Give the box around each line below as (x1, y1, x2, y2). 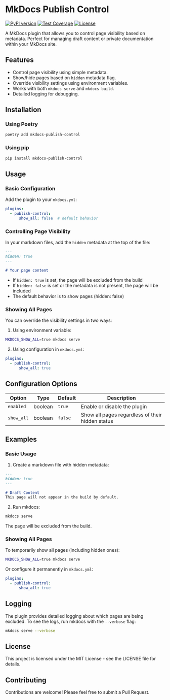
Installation (5, 106, 41, 114)
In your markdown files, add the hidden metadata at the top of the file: (5, 240, 151, 246)
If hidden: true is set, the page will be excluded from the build (12, 277, 143, 283)
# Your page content (5, 268, 49, 273)
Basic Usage (5, 450, 37, 457)
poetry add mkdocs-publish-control (5, 132, 80, 138)
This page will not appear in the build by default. (5, 495, 119, 500)
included (12, 288, 31, 294)
